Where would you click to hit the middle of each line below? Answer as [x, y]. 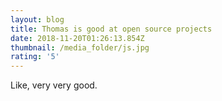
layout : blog [37, 19]
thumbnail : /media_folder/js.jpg [80, 47]
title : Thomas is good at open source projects [111, 29]
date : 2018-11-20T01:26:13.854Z [77, 38]
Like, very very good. [54, 85]
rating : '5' [35, 57]
